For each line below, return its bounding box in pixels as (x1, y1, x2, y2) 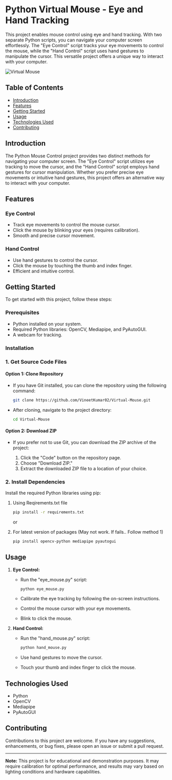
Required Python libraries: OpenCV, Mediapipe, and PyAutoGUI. (12, 326, 147, 332)
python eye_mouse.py (20, 586, 64, 592)
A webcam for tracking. (12, 331, 62, 338)
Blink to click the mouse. (20, 616, 73, 622)
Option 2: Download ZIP (5, 428, 57, 434)
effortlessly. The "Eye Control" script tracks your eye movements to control (5, 42, 164, 48)
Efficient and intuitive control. (12, 268, 75, 274)
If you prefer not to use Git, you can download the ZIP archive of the (12, 439, 157, 445)
